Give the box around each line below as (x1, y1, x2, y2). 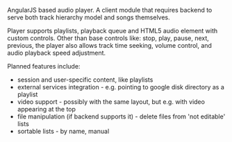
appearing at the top (17, 105, 76, 113)
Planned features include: (7, 62, 81, 70)
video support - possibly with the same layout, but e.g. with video (17, 98, 205, 106)
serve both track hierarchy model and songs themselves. (7, 13, 170, 21)
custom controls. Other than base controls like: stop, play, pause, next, (7, 34, 210, 42)
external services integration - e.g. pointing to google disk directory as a (17, 83, 224, 91)
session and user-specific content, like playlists (17, 76, 154, 84)
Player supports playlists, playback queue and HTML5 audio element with (7, 27, 218, 35)
